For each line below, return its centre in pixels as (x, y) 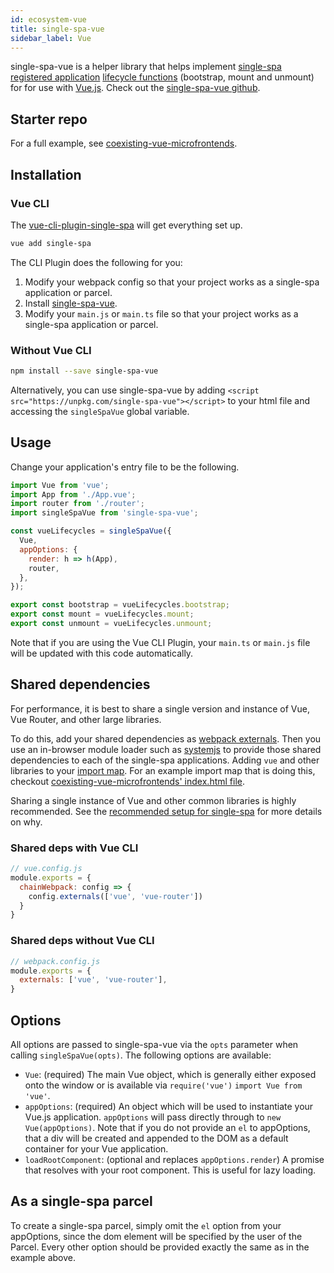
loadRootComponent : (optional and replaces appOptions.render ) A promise (174, 1159)
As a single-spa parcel (81, 1201)
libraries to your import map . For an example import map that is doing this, (163, 770)
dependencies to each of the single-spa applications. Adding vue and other (165, 760)
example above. (43, 1257)
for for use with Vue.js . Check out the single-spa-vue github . (135, 88)
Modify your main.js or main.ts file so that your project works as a (161, 313)
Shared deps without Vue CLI (82, 941)
